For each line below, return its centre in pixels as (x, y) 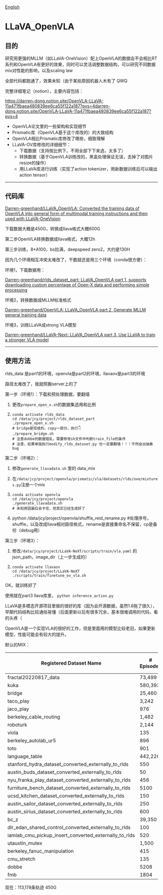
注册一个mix (33, 484)
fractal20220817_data (33, 677)
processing (16, 290)
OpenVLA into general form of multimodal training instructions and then (76, 213)
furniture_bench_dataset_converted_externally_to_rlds (69, 788)
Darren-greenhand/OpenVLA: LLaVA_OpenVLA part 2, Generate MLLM (76, 310)
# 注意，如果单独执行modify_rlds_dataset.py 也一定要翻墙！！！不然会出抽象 (83, 444)
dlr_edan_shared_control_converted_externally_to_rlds (69, 827)
